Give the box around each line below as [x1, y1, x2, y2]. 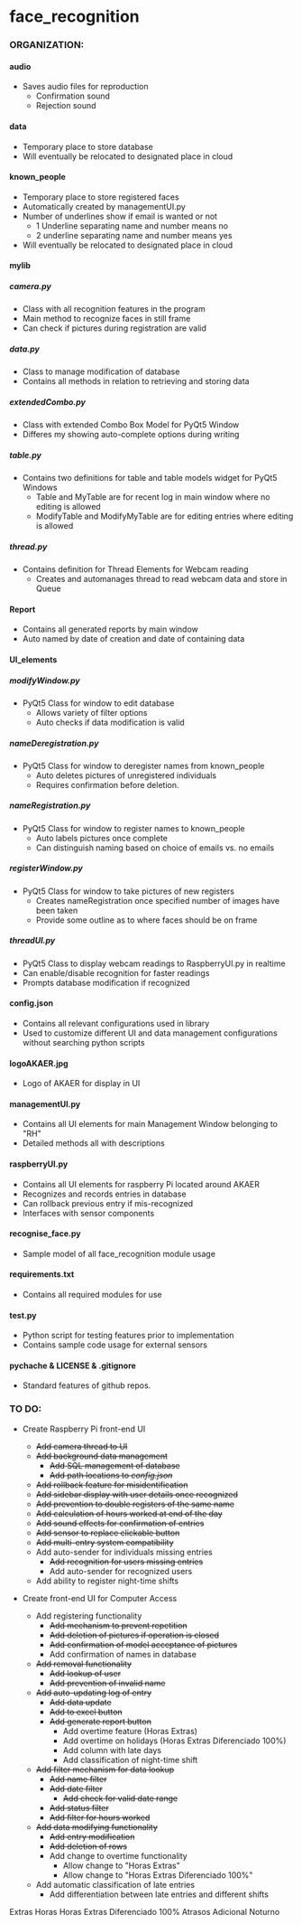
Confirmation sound [35, 90, 111, 101]
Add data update [49, 1696, 112, 1707]
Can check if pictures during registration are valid [22, 323, 207, 333]
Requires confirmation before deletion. [35, 779, 179, 790]
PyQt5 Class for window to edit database [22, 698, 175, 709]
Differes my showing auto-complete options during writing [22, 429, 240, 440]
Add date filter [49, 1783, 104, 1794]
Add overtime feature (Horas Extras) [62, 1725, 198, 1736]
